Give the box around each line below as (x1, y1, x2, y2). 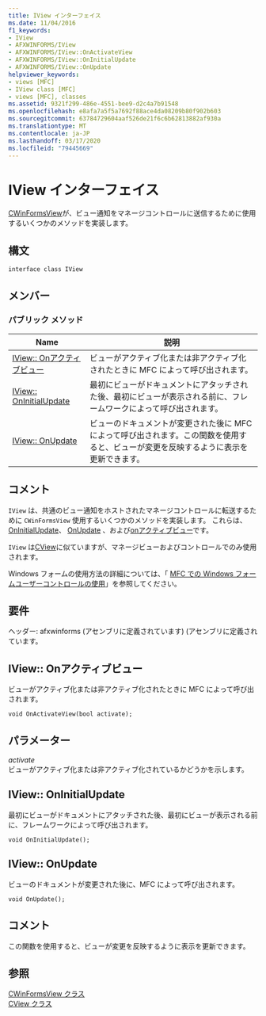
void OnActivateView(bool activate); (8, 710, 133, 718)
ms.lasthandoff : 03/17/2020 (8, 136, 101, 145)
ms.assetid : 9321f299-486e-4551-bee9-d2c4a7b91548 (8, 100, 179, 108)
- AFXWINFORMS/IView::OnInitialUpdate (8, 56, 136, 64)
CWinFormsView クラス (8, 989, 85, 999)
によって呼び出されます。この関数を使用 (89, 430, 239, 441)
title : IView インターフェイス (8, 11, 101, 20)
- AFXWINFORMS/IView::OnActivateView (8, 48, 133, 56)
